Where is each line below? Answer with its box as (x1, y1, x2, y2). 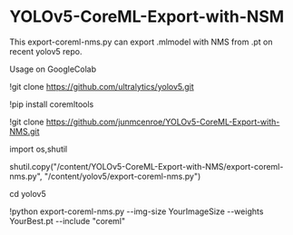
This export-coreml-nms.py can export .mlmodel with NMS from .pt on (9, 36, 273, 47)
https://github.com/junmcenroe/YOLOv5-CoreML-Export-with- (45, 116, 280, 127)
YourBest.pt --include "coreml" (9, 215, 125, 226)
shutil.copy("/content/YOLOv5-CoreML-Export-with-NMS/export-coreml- (9, 161, 284, 171)
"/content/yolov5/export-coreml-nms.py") (44, 171, 201, 181)
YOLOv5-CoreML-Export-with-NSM (9, 6, 285, 27)
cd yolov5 (9, 188, 47, 199)
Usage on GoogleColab (9, 64, 97, 74)
